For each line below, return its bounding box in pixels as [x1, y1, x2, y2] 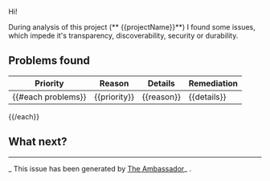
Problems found [8, 54, 91, 67]
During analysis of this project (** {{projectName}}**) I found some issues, [8, 22, 256, 31]
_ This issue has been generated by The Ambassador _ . [8, 163, 192, 173]
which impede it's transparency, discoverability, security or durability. [8, 31, 239, 40]
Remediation [188, 78, 239, 89]
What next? [8, 135, 67, 149]
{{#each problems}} [12, 91, 87, 103]
